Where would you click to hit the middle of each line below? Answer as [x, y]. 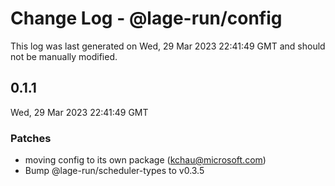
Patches [31, 138]
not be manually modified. [64, 56]
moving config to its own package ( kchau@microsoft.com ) [145, 160]
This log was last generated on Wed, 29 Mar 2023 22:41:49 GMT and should [168, 46]
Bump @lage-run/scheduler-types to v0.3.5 [114, 171]
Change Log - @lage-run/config [146, 18]
